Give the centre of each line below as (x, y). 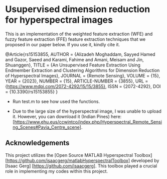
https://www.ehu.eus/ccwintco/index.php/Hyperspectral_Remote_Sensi (88, 122)
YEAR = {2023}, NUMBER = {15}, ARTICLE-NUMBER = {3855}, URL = (77, 81)
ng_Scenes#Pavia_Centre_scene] (47, 127)
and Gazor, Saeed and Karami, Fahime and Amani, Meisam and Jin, (74, 59)
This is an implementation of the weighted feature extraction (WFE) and (79, 34)
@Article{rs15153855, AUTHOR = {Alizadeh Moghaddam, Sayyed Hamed (80, 54)
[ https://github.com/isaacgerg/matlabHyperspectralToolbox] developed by (82, 160)
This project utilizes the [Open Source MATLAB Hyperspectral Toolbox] (79, 155)
